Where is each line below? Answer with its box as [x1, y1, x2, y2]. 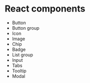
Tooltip [12, 67, 27, 73]
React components [5, 3, 85, 15]
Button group [12, 25, 40, 31]
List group [12, 51, 33, 58]
